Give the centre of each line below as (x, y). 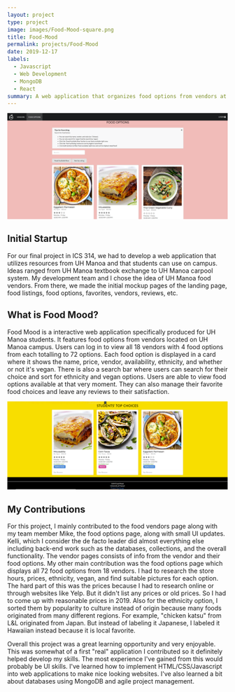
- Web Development (41, 74)
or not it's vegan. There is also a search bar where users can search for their (117, 369)
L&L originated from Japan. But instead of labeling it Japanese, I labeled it (114, 623)
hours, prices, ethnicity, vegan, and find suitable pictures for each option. (113, 578)
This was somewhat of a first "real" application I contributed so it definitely (115, 651)
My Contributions (47, 509)
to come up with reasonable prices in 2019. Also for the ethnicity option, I (113, 601)
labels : (19, 60)
